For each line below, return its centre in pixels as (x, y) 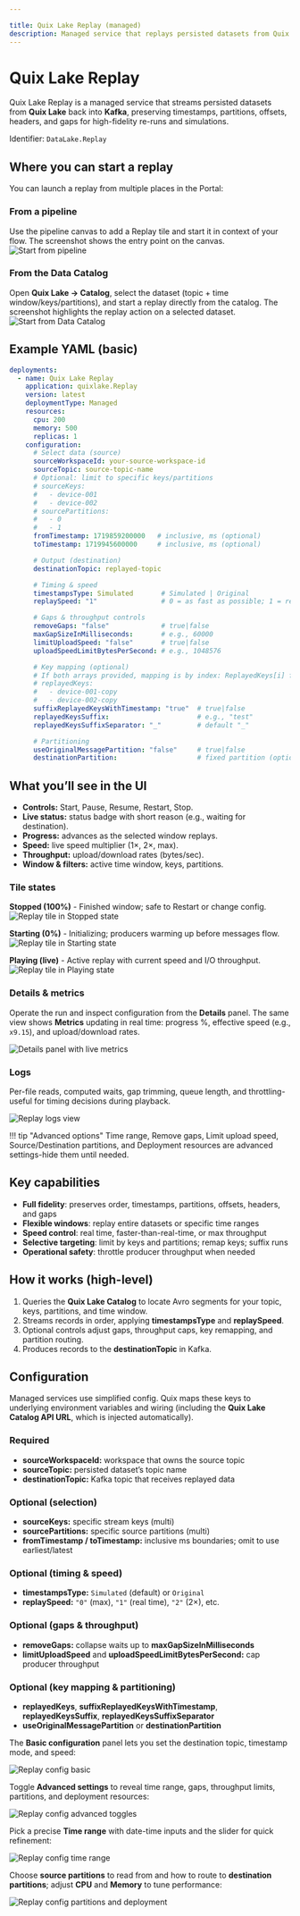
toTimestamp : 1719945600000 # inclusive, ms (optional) (147, 545)
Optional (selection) (54, 1502)
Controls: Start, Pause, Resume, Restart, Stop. (108, 807)
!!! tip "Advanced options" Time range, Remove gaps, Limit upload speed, (144, 1135)
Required (29, 1441)
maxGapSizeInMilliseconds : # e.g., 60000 (123, 634)
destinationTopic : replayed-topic (97, 568)
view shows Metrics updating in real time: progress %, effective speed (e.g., (150, 1022)
